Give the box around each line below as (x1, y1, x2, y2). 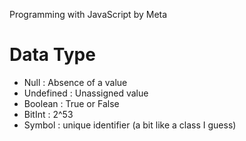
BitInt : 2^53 (23, 108, 74, 120)
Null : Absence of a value (23, 76, 128, 88)
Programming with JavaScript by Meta (9, 9, 168, 20)
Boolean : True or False (23, 97, 120, 109)
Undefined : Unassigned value (23, 87, 149, 99)
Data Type (9, 44, 96, 66)
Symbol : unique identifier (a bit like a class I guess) (23, 119, 237, 131)
